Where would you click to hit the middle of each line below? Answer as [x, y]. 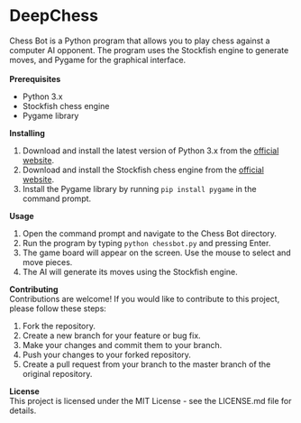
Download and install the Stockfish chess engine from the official [143, 170]
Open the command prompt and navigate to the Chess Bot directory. [150, 233]
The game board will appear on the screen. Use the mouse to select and [156, 253]
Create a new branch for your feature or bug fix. [111, 336]
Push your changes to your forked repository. [107, 354]
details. [23, 410]
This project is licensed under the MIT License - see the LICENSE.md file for [150, 400]
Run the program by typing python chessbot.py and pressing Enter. [146, 243]
